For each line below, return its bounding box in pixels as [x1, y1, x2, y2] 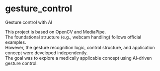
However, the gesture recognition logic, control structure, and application [5, 44, 155, 50]
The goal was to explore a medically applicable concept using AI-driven [5, 55, 152, 61]
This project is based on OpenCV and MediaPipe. [5, 29, 106, 35]
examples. [5, 39, 26, 45]
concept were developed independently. [5, 50, 88, 56]
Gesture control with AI [5, 19, 53, 25]
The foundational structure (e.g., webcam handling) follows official [5, 34, 142, 40]
